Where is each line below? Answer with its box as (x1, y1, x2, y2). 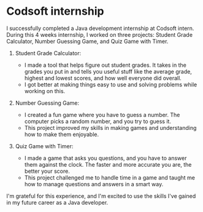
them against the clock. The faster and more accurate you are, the (24, 161, 192, 168)
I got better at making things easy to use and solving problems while (24, 81, 197, 88)
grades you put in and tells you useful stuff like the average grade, (24, 67, 192, 75)
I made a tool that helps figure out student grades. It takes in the (24, 61, 187, 69)
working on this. (24, 87, 66, 94)
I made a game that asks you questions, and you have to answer (24, 154, 187, 162)
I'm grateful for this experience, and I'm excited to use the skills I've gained (6, 192, 196, 200)
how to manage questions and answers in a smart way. (24, 180, 164, 187)
